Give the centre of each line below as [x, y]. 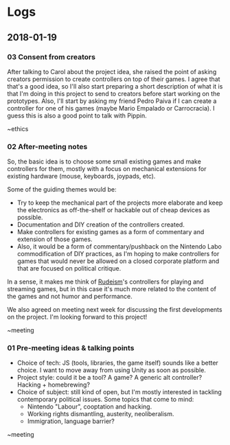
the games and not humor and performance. [70, 297]
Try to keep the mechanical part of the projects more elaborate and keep [120, 203]
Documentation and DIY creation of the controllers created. [101, 225]
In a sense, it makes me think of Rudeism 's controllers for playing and [105, 282]
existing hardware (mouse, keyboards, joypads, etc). [81, 176]
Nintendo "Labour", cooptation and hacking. [90, 407]
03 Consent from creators [51, 57]
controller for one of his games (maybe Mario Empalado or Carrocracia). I [111, 108]
